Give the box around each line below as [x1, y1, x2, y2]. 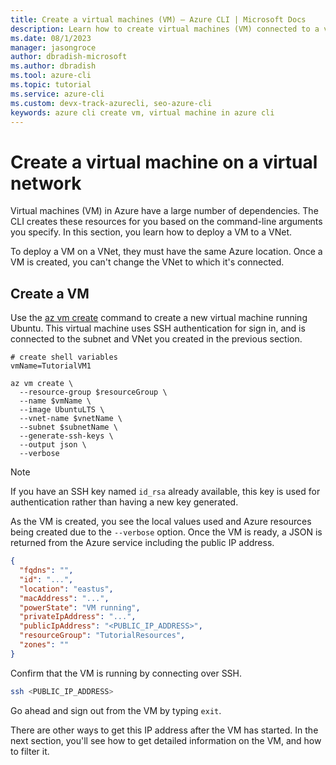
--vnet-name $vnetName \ [19, 414, 123, 424]
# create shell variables [10, 352, 118, 363]
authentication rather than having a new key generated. [10, 496, 239, 508]
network [10, 172, 82, 195]
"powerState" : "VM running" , [19, 602, 141, 613]
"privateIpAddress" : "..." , [19, 612, 137, 622]
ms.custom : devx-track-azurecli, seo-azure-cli [10, 98, 213, 108]
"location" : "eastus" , [19, 584, 114, 594]
